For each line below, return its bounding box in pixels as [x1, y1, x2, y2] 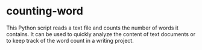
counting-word [6, 4, 83, 18]
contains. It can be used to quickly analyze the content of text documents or [6, 30, 196, 37]
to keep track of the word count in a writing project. [6, 37, 134, 44]
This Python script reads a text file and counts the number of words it [6, 24, 179, 31]
